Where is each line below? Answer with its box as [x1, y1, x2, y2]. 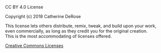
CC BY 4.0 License [5, 4, 43, 10]
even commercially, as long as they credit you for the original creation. [5, 28, 148, 34]
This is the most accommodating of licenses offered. [5, 34, 112, 39]
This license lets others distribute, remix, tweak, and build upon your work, [5, 23, 157, 29]
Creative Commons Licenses [5, 43, 64, 48]
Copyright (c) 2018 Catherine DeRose [5, 14, 81, 19]
